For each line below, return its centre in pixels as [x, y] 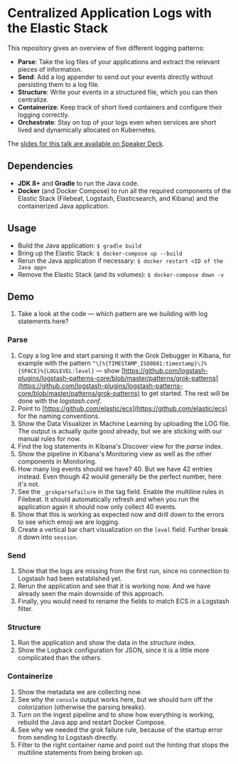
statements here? [43, 321]
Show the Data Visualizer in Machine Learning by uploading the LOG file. [124, 423]
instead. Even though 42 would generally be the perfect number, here [119, 476]
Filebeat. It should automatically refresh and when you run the [108, 499]
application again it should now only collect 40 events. [97, 506]
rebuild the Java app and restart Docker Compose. [92, 722]
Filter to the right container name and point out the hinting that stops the [123, 745]
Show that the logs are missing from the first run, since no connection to [123, 570]
